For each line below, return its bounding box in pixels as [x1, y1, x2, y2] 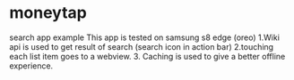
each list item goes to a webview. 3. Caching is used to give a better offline [9, 51, 286, 61]
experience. [9, 60, 54, 71]
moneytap [9, 3, 87, 23]
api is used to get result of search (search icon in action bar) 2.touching [9, 41, 274, 52]
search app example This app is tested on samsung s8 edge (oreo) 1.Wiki [9, 32, 281, 43]
